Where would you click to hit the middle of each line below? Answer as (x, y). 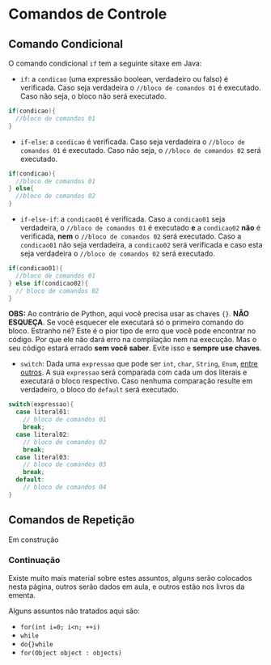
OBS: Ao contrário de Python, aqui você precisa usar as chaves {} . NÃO (129, 314)
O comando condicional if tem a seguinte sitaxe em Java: (105, 63)
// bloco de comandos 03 (65, 465)
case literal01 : (43, 412)
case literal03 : (43, 457)
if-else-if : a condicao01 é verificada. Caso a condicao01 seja (123, 219)
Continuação (34, 561)
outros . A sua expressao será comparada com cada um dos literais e (133, 372)
